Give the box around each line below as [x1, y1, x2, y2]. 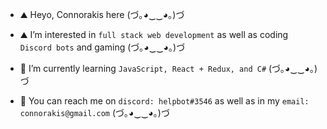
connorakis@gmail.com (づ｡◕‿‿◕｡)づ [19, 107, 170, 118]
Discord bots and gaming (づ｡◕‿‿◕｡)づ [19, 41, 186, 53]
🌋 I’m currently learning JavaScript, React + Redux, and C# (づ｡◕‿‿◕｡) [19, 63, 318, 74]
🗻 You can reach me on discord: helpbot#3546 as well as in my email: [19, 95, 310, 107]
